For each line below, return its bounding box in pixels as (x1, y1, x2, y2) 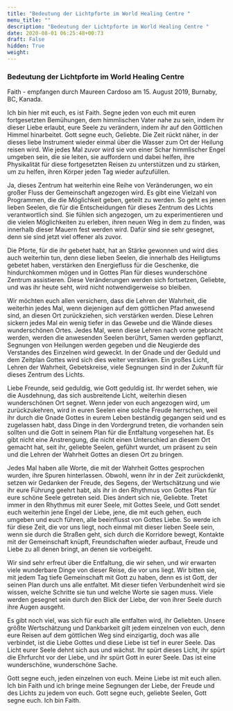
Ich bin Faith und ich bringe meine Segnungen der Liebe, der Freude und (7, 682, 215, 690)
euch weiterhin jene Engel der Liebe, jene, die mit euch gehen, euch (7, 508, 202, 516)
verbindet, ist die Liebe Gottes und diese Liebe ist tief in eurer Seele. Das (7, 639, 216, 647)
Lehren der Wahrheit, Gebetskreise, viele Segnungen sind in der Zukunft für (7, 363, 224, 372)
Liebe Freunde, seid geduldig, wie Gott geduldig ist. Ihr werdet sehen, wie (7, 384, 218, 393)
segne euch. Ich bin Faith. (7, 696, 81, 705)
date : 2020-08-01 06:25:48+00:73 (7, 29, 104, 37)
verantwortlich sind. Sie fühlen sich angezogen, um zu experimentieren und (7, 211, 223, 219)
